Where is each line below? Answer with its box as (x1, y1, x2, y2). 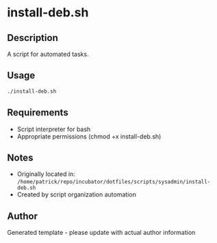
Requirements (7, 107, 68, 119)
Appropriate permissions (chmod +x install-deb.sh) (16, 132, 162, 141)
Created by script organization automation (16, 190, 137, 199)
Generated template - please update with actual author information (7, 229, 196, 237)
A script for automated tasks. (7, 50, 89, 58)
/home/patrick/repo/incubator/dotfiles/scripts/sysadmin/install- (16, 179, 211, 186)
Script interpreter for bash (16, 125, 91, 133)
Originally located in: (16, 170, 75, 178)
